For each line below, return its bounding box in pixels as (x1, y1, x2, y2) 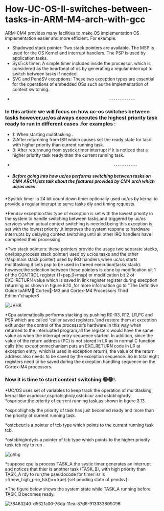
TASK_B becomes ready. (5, 491, 55, 497)
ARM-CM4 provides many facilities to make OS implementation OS (5, 30, 140, 36)
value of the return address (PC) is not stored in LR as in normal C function (5, 338, 156, 344)
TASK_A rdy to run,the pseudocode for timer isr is (5, 471, 105, 477)
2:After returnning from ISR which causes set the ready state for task (12, 137, 151, 143)
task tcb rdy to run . (5, 442, 45, 448)
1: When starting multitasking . (12, 131, 73, 138)
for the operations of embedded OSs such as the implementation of (12, 81, 149, 87)
